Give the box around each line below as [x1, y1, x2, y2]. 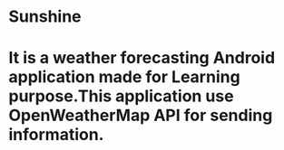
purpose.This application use [8, 86, 234, 107]
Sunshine [8, 6, 83, 27]
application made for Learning [8, 67, 241, 88]
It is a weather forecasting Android [8, 48, 276, 69]
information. [8, 125, 104, 145]
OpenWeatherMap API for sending [8, 106, 273, 126]
